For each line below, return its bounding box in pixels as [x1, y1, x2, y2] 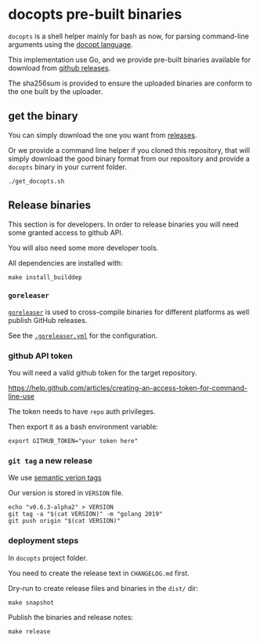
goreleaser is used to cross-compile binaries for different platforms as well [8, 307, 250, 317]
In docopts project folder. [8, 553, 88, 562]
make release [8, 627, 51, 636]
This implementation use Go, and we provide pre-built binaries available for [8, 55, 251, 64]
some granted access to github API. [8, 227, 124, 237]
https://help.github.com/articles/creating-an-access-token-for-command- [8, 383, 248, 393]
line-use [8, 392, 35, 401]
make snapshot [8, 598, 55, 607]
